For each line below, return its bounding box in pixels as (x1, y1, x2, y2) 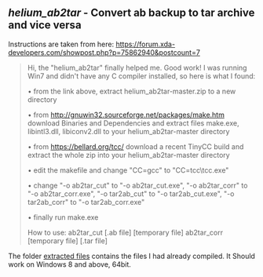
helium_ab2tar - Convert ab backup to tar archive (8, 6, 255, 20)
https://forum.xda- (115, 39, 175, 49)
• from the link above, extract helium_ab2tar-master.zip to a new (27, 86, 236, 96)
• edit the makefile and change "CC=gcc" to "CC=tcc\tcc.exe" (27, 165, 229, 175)
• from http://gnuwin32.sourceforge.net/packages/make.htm (27, 110, 225, 119)
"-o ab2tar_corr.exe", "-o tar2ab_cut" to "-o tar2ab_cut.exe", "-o (27, 188, 235, 199)
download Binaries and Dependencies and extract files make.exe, (27, 118, 239, 128)
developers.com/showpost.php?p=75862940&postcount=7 (8, 47, 200, 57)
